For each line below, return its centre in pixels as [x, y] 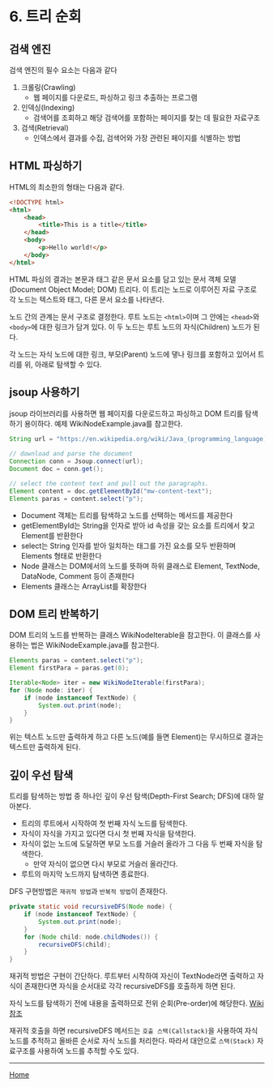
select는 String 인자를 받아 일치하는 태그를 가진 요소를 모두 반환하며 [128, 546]
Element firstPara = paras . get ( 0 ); [69, 668]
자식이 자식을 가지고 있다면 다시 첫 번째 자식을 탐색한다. [109, 834]
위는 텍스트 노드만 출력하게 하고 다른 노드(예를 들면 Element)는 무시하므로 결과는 [136, 737]
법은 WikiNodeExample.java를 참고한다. [95, 645]
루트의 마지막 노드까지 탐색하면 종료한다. [85, 874]
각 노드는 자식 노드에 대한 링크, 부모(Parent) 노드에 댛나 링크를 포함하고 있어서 [132, 354]
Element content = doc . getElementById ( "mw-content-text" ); [111, 491]
